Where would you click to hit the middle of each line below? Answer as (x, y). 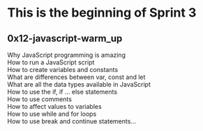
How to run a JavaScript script (51, 62)
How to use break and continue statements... (72, 121)
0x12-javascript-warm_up (65, 38)
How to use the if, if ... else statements (62, 92)
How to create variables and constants (63, 70)
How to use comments (39, 99)
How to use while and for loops (52, 114)
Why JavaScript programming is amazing (66, 55)
